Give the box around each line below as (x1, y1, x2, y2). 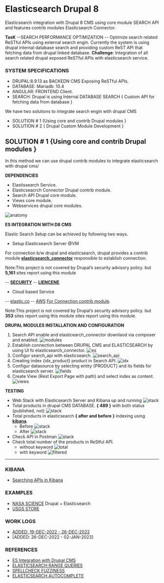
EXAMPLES (5, 489, 33, 496)
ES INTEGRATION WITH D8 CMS (5, 222, 72, 228)
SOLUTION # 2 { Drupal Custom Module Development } (12, 123, 124, 129)
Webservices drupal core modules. (12, 203, 83, 208)
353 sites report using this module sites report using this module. (5, 313, 137, 319)
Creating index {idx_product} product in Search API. (12, 358, 117, 364)
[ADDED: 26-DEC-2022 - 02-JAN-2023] (12, 534, 94, 540)
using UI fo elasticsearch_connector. (12, 348, 86, 354)
